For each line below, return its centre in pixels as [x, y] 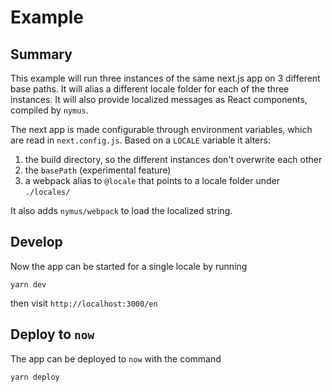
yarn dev [28, 284]
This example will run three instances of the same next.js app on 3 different [165, 78]
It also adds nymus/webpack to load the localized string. [121, 210]
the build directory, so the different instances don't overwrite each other [173, 159]
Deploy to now [52, 334]
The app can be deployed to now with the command [116, 358]
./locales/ [47, 192]
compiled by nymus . [49, 110]
